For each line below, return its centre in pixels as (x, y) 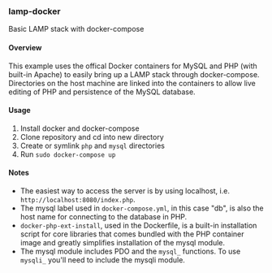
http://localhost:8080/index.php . (78, 199)
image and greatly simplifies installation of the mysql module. (123, 242)
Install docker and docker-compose (80, 128)
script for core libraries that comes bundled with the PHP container (132, 234)
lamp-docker (35, 11)
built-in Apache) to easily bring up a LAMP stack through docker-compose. (134, 74)
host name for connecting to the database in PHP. (104, 216)
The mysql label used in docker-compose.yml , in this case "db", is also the (142, 208)
